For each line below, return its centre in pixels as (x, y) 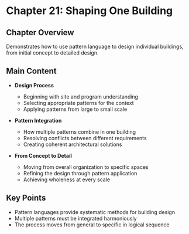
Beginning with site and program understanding (81, 96)
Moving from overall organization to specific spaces (86, 167)
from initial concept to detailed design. (52, 53)
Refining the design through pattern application (80, 173)
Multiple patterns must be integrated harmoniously (75, 218)
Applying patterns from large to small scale (75, 109)
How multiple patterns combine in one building (80, 132)
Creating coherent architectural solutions (73, 144)
